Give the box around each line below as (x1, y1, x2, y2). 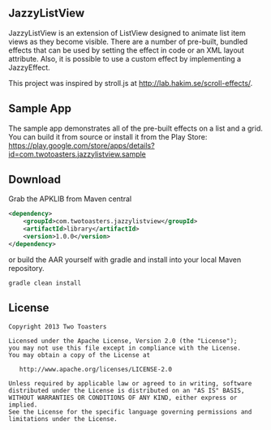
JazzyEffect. (8, 62, 50, 72)
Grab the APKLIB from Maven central (8, 194, 132, 204)
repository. (8, 263, 45, 273)
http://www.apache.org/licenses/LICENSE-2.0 (19, 365, 173, 373)
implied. (8, 401, 38, 409)
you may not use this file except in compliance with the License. (8, 344, 242, 352)
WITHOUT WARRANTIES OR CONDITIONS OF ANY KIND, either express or (8, 393, 238, 402)
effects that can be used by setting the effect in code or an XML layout (8, 45, 245, 55)
